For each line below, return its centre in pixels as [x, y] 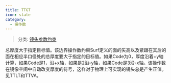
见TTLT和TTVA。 [23, 76]
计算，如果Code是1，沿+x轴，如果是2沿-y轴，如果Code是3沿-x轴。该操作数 [86, 63]
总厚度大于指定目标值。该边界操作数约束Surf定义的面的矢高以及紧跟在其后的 [86, 50]
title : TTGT [18, 10]
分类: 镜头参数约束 [37, 39]
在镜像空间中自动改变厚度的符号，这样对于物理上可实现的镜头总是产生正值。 [86, 69]
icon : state [18, 15]
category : [16, 19]
